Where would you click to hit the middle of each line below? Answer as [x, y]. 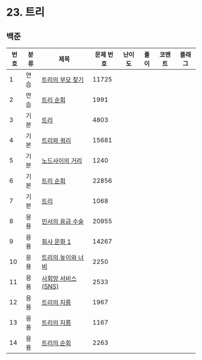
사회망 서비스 [59, 278]
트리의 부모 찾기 [63, 80]
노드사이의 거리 [62, 161]
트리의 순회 [57, 343]
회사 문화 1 [57, 242]
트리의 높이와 [59, 257]
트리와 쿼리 [57, 140]
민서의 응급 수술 [63, 221]
